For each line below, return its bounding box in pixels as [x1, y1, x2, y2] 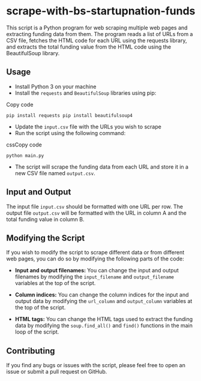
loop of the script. [14, 328, 59, 335]
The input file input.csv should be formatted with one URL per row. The [6, 203, 183, 210]
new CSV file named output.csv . [14, 169, 95, 176]
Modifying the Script [6, 233, 85, 243]
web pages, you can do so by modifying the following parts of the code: [6, 255, 184, 262]
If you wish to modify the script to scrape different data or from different [6, 249, 185, 256]
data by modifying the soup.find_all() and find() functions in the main [14, 322, 193, 329]
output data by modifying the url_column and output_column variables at [14, 298, 193, 305]
